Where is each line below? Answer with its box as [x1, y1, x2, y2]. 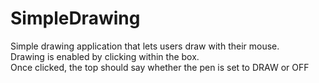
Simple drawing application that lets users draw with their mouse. [10, 40, 280, 52]
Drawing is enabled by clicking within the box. [10, 50, 200, 62]
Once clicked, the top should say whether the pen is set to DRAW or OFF [10, 61, 310, 73]
